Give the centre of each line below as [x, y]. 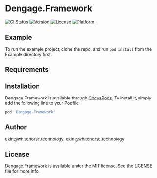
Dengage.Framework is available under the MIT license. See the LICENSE [79, 166]
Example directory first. [29, 54]
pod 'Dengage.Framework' [30, 112]
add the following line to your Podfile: [43, 103]
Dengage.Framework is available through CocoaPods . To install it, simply [78, 98]
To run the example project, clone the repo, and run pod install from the [78, 49]
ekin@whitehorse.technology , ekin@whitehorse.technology [65, 139]
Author [16, 127]
